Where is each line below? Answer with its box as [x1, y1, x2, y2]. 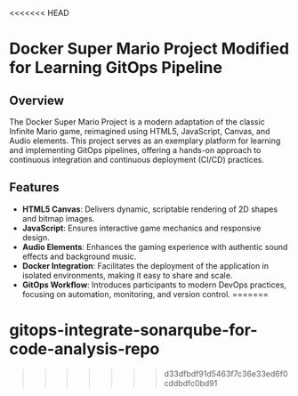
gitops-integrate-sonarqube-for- [9, 320, 258, 340]
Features [9, 180, 60, 195]
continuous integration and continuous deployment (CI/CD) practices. [9, 155, 265, 165]
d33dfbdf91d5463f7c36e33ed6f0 [164, 368, 288, 379]
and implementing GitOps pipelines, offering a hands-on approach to [9, 145, 262, 155]
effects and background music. [21, 251, 137, 262]
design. [21, 231, 51, 243]
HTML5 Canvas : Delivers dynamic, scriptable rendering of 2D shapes [21, 204, 278, 214]
